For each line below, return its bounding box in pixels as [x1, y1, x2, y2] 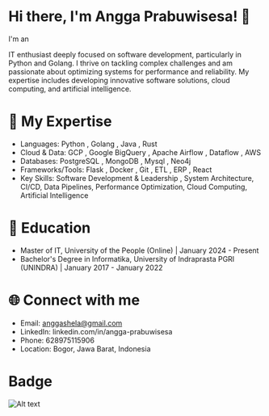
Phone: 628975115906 [19, 335, 95, 345]
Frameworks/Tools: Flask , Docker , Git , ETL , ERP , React [19, 165, 212, 174]
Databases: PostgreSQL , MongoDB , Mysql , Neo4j [19, 156, 191, 166]
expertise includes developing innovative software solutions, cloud [8, 75, 230, 85]
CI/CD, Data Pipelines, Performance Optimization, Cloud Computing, [19, 182, 248, 191]
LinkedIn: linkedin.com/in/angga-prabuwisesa [19, 326, 173, 336]
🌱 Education [8, 219, 91, 237]
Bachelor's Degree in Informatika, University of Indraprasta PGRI [19, 254, 235, 263]
